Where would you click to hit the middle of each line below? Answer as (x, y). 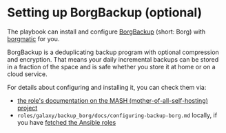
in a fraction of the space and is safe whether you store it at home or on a (111, 66)
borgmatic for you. (33, 38)
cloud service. (28, 74)
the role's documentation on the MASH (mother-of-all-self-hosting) (113, 100)
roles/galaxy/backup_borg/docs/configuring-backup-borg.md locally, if (117, 115)
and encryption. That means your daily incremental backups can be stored (113, 59)
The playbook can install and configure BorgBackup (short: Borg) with (106, 32)
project (27, 108)
